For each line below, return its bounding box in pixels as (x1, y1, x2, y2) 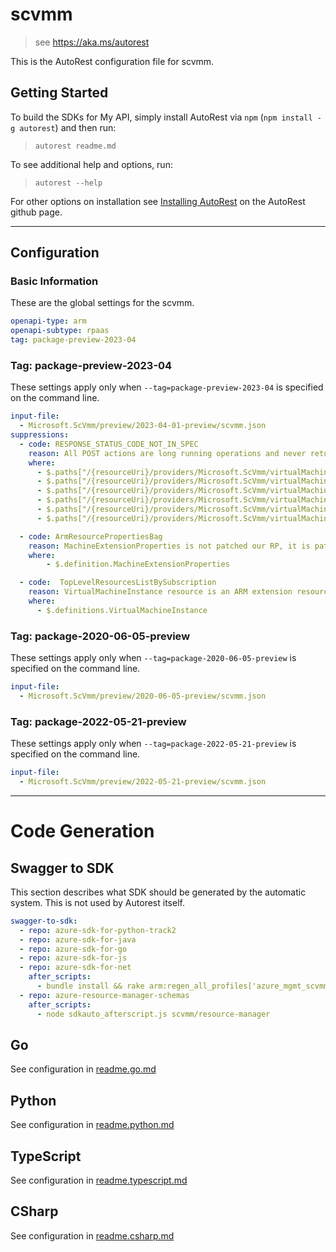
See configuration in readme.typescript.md (10, 1174, 188, 1187)
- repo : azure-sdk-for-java (19, 934, 137, 945)
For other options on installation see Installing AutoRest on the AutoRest (10, 195, 306, 207)
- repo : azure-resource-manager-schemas (19, 990, 190, 1000)
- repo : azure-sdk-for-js (19, 953, 128, 963)
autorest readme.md (34, 141, 117, 151)
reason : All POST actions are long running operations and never (28, 448, 307, 458)
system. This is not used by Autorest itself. (10, 896, 185, 908)
